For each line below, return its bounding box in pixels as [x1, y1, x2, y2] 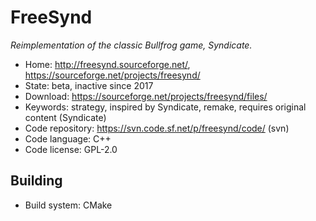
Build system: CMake [24, 199, 113, 211]
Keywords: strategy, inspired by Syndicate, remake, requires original [24, 101, 307, 113]
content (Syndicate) [24, 111, 107, 123]
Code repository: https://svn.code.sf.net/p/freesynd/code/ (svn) [24, 122, 290, 134]
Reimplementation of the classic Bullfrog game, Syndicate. [10, 39, 253, 51]
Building [10, 172, 63, 190]
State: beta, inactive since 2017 [24, 79, 154, 91]
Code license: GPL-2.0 [24, 143, 118, 155]
